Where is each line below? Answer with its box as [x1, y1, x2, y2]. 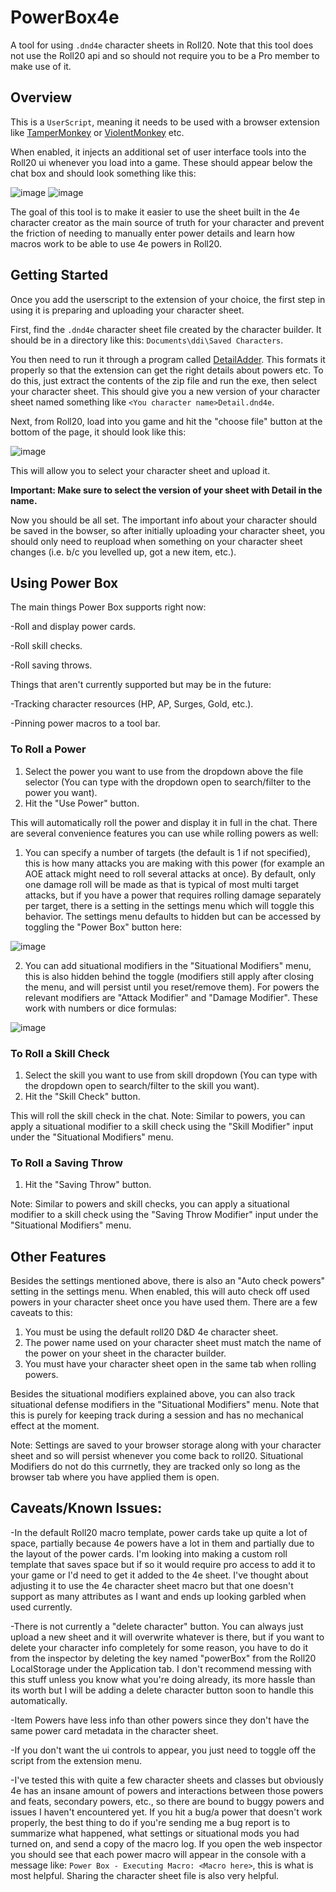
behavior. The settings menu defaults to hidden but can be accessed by [24, 910, 322, 922]
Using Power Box [10, 574, 119, 591]
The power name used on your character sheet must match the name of [24, 1337, 322, 1349]
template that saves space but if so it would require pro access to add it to [10, 1558, 316, 1570]
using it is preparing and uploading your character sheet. [10, 304, 245, 316]
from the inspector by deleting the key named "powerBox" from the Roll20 [10, 1652, 317, 1664]
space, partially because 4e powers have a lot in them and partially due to [10, 1537, 315, 1549]
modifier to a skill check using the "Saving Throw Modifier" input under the [10, 1209, 319, 1221]
